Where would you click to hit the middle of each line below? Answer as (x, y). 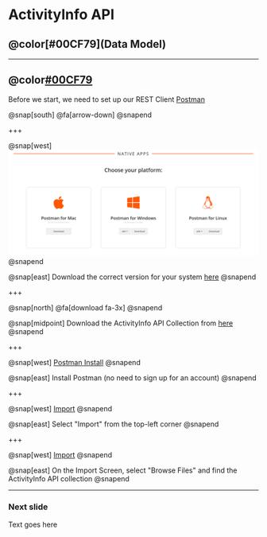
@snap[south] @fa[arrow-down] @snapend (80, 115)
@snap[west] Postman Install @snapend (74, 363)
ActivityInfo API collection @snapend (69, 479)
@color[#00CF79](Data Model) (87, 44)
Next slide (28, 507)
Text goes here (33, 524)
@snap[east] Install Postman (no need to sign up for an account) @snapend (132, 378)
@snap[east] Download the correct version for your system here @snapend (132, 277)
